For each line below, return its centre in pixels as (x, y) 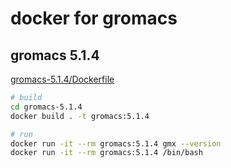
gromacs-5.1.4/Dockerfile (62, 79)
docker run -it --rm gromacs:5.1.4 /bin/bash (106, 153)
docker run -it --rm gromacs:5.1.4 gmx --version (116, 143)
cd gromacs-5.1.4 (46, 107)
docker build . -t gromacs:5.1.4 (80, 116)
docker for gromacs (94, 18)
